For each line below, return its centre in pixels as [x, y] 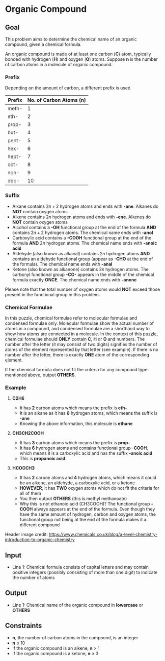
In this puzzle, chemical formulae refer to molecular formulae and [71, 318]
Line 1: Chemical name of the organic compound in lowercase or [78, 605]
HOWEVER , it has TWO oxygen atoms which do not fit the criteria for [89, 488]
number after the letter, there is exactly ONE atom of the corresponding [77, 354]
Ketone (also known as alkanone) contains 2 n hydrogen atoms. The [80, 269]
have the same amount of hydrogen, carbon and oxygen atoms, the [88, 514]
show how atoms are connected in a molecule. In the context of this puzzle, [82, 334]
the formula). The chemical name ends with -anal [62, 264]
